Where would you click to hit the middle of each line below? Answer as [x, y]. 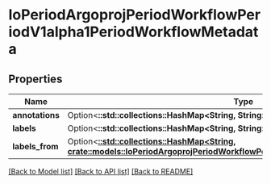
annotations [36, 115]
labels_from [35, 146]
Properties [35, 79]
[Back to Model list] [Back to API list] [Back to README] [101, 171]
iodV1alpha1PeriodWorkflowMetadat [133, 32]
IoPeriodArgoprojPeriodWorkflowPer [134, 15]
